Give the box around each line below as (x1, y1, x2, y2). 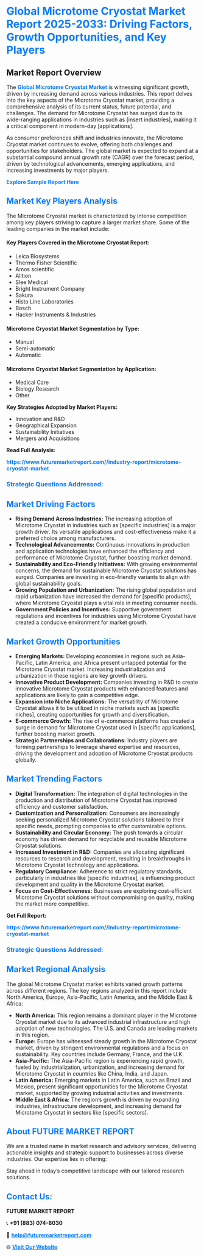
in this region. (15, 1031, 50, 1038)
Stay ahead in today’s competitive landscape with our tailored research (6, 1167, 185, 1174)
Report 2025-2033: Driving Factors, (6, 17, 192, 31)
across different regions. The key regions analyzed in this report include (6, 987, 187, 994)
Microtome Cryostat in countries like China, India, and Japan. (15, 1070, 169, 1077)
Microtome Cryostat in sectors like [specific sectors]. (15, 1109, 149, 1116)
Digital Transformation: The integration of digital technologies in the (15, 790, 188, 797)
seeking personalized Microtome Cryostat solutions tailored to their (15, 815, 185, 823)
